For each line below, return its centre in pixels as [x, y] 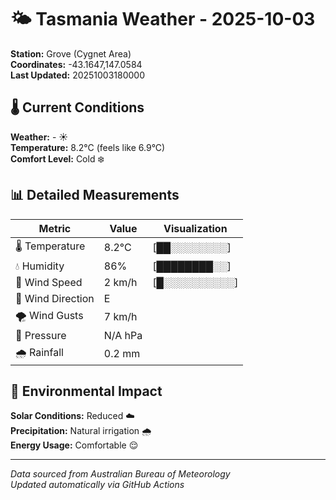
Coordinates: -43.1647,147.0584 [76, 64]
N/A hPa [123, 335]
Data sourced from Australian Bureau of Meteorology [120, 474]
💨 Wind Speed [49, 282]
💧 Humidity [40, 266]
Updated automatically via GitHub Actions [97, 485]
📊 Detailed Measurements [95, 195]
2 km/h [120, 282]
